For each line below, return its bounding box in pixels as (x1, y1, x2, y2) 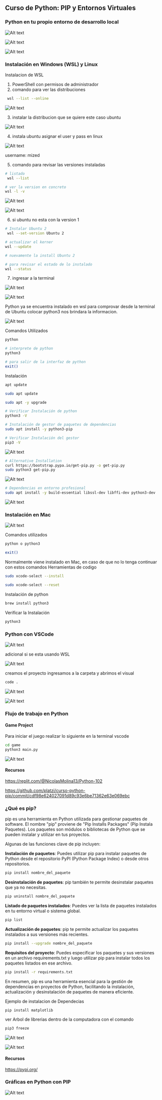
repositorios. (5, 861, 31, 867)
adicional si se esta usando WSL (5, 651, 70, 657)
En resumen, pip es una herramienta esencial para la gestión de (5, 978, 133, 984)
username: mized (5, 152, 40, 158)
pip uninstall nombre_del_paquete (5, 894, 75, 899)
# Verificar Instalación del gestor (5, 435, 79, 440)
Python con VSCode (5, 631, 54, 638)
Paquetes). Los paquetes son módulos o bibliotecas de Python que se (5, 826, 145, 833)
